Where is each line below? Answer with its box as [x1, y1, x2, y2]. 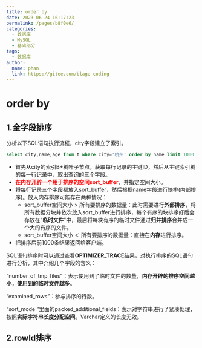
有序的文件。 [40, 224, 73, 231]
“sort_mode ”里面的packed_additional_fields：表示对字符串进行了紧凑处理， [6, 306, 195, 313]
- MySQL [11, 37, 31, 43]
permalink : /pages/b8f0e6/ [6, 20, 74, 26]
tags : [6, 48, 20, 54]
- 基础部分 [11, 43, 36, 49]
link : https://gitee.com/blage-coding [11, 71, 110, 77]
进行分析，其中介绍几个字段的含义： [6, 260, 97, 267]
